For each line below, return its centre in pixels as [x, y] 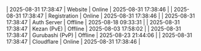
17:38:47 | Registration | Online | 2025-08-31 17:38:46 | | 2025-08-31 [108, 16]
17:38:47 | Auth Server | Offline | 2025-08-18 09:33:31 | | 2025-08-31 [93, 22]
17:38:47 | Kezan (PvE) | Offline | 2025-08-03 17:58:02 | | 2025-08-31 [94, 29]
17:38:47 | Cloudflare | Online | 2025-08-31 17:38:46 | [73, 42]
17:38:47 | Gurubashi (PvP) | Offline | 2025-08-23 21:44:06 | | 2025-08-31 [99, 35]
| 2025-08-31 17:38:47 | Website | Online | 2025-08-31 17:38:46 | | [89, 9]
